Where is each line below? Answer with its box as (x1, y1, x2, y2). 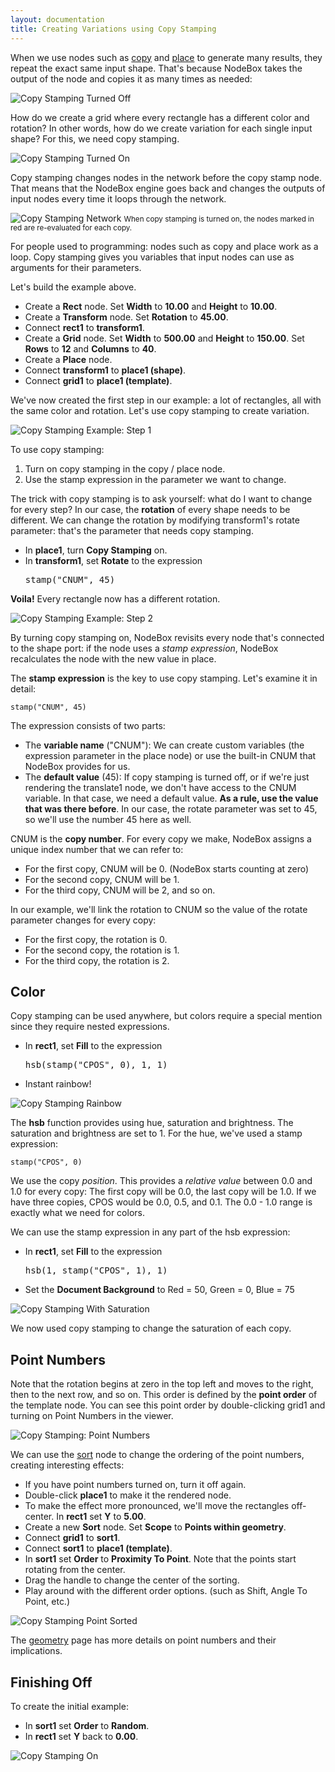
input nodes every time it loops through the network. (10, 192, 227, 205)
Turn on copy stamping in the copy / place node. (24, 462, 226, 475)
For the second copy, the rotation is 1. (24, 944, 180, 956)
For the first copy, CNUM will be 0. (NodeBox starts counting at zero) (24, 862, 310, 875)
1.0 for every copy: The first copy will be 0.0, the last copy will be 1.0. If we (10, 1186, 317, 1198)
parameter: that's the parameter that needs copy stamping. (10, 524, 254, 536)
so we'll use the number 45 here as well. (24, 813, 192, 825)
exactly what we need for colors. (10, 1207, 145, 1219)
